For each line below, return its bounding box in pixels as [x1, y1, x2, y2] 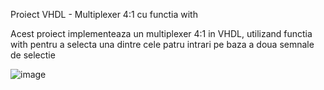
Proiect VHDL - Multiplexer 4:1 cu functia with [10, 9, 198, 20]
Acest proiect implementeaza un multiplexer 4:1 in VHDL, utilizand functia [10, 28, 313, 39]
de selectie [10, 49, 56, 61]
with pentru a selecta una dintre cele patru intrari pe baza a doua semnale [10, 39, 315, 50]
